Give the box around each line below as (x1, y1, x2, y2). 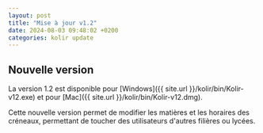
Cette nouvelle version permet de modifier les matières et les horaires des (8, 108, 250, 117)
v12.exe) (8, 93, 36, 102)
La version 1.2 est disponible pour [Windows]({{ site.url (8, 84, 188, 93)
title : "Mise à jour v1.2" (8, 19, 97, 27)
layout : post (8, 11, 51, 20)
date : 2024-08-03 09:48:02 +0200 (8, 26, 119, 34)
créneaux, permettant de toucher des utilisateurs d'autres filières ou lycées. (8, 116, 256, 126)
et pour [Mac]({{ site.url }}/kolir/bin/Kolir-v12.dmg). (36, 93, 204, 102)
